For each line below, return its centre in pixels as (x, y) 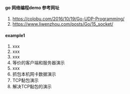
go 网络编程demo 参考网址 (32, 7)
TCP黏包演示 (25, 80)
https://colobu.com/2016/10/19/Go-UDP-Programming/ (68, 19)
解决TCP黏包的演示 (32, 87)
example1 (15, 35)
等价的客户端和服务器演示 (38, 63)
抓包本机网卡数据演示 (34, 74)
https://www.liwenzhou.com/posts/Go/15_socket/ (63, 24)
